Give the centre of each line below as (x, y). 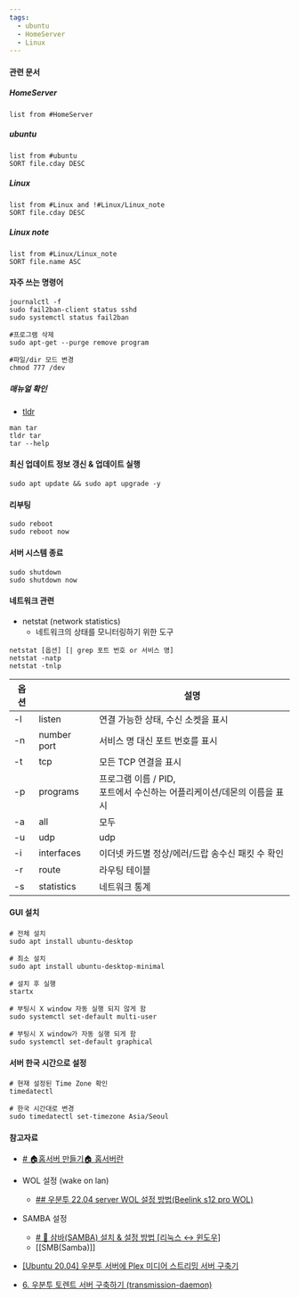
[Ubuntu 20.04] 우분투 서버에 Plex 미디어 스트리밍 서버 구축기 (130, 1266)
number (55, 734)
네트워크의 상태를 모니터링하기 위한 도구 (105, 632)
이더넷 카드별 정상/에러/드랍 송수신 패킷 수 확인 (192, 853)
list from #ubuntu (43, 156)
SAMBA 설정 (44, 1219)
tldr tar (25, 435)
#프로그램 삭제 (32, 335)
